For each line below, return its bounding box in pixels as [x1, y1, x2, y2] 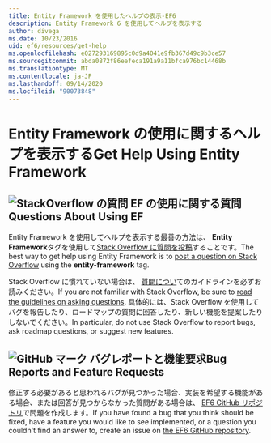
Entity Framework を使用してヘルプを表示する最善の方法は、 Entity [8, 232, 233, 242]
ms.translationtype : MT [8, 65, 89, 73]
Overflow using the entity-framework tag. [8, 260, 150, 270]
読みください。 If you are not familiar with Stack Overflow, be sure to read [8, 287, 252, 296]
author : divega [8, 27, 60, 35]
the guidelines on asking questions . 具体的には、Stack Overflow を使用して [8, 297, 260, 307]
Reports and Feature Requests [8, 365, 164, 379]
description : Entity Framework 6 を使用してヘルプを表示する [8, 19, 203, 28]
